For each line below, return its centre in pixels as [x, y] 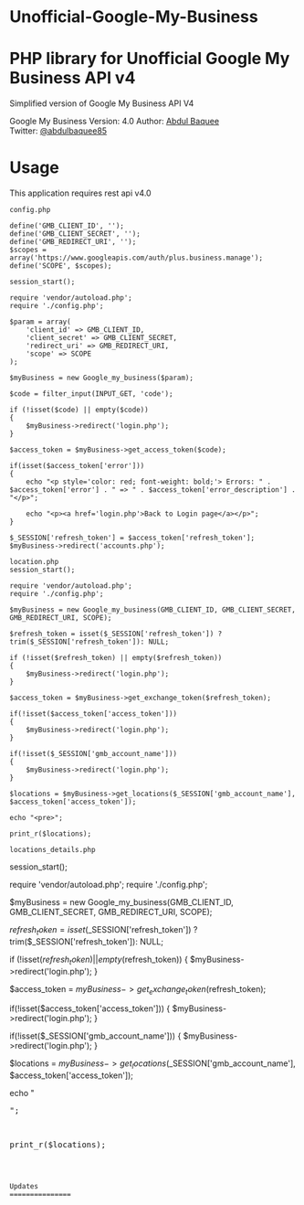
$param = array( [40, 322]
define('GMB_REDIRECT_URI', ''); [73, 242]
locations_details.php [52, 850]
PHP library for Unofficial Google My [150, 59]
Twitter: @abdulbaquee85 [58, 131]
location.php [34, 562]
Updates [24, 1187]
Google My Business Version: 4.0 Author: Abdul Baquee [115, 122]
